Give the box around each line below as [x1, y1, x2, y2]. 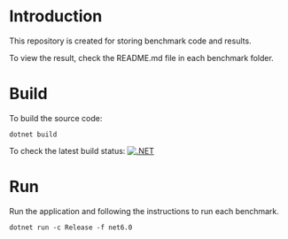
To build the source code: [9, 112, 103, 123]
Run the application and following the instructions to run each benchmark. [9, 205, 279, 216]
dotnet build [9, 130, 58, 139]
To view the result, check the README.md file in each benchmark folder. [9, 52, 275, 63]
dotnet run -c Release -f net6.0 [9, 223, 133, 232]
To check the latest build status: [9, 145, 126, 156]
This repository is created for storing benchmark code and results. [9, 35, 252, 46]
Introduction [9, 6, 103, 27]
